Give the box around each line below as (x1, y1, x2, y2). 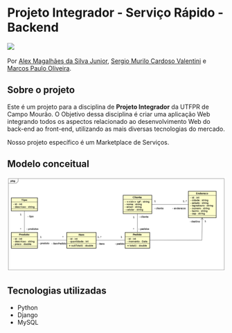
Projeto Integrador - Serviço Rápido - (7, 5, 224, 21)
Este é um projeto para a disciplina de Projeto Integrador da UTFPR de (7, 102, 209, 111)
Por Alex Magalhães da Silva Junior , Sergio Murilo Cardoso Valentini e (7, 57, 206, 65)
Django (17, 310, 38, 319)
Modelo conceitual (7, 158, 90, 170)
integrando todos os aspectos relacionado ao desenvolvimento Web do (7, 117, 211, 125)
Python (17, 303, 38, 312)
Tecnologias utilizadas (7, 285, 107, 297)
